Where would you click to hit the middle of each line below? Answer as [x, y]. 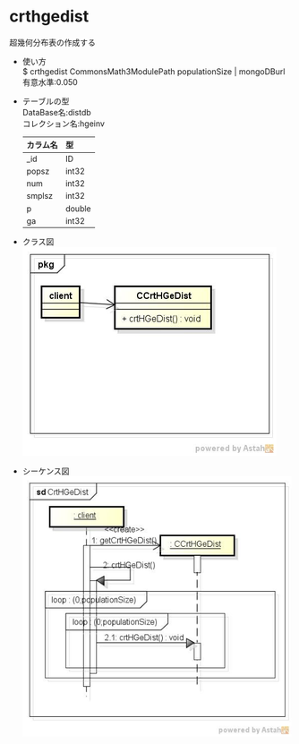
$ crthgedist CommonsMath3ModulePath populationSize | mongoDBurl [154, 71]
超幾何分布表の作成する [52, 42]
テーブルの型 [46, 101]
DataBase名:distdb [56, 112]
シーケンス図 [46, 471]
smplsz [40, 196]
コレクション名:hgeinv [64, 124]
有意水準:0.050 [50, 81]
